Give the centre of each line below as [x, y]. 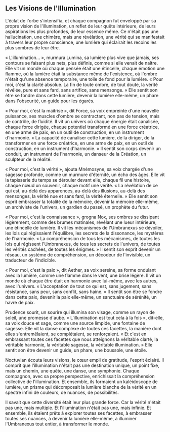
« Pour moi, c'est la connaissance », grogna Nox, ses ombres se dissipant [82, 217]
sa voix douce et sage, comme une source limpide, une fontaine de [75, 323]
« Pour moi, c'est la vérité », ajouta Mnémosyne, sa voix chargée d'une [79, 169]
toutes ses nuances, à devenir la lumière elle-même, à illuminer [71, 418]
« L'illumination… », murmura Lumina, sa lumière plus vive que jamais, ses [82, 57]
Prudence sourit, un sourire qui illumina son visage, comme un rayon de [80, 312]
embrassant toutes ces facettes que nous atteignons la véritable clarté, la [82, 339]
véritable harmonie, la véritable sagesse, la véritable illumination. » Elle [79, 344]
